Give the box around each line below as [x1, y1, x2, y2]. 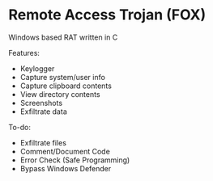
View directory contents [19, 89, 100, 99]
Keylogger [19, 63, 55, 74]
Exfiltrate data [19, 107, 67, 116]
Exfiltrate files [19, 137, 67, 147]
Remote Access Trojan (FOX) [8, 6, 207, 24]
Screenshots [19, 98, 63, 107]
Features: [8, 48, 40, 57]
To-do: [8, 122, 31, 132]
